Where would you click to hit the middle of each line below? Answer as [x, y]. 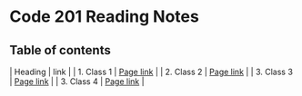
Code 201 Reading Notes [105, 17]
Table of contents [60, 50]
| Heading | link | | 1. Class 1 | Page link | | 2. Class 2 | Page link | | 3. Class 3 [151, 72]
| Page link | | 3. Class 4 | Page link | [77, 82]
